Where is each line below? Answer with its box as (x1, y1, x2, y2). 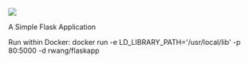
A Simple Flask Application (8, 22, 97, 31)
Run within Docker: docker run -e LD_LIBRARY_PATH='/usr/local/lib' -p (8, 38, 241, 46)
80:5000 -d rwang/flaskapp (8, 46, 100, 55)
